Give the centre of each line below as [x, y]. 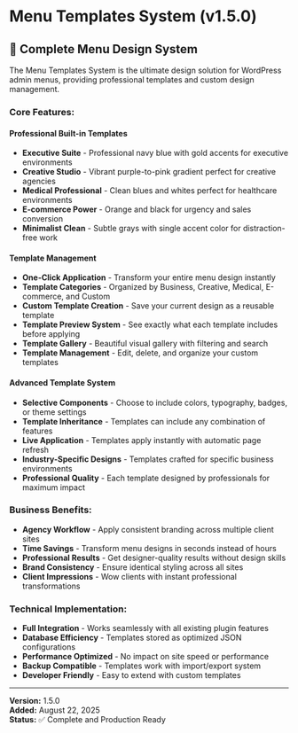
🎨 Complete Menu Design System [103, 49]
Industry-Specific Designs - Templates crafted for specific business [148, 459]
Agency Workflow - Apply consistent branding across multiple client [148, 529]
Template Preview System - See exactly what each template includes [150, 324]
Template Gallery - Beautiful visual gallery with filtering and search [145, 344]
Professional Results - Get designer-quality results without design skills [154, 558]
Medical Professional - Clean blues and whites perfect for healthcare [149, 191]
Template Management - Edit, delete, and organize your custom [140, 353]
